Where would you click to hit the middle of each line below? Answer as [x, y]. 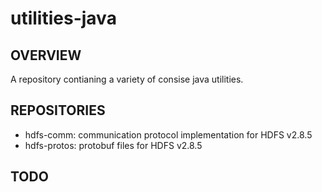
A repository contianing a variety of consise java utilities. [127, 79]
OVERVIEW [46, 55]
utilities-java [63, 18]
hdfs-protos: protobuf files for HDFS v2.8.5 [113, 145]
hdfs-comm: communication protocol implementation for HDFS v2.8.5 [168, 134]
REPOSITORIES [58, 110]
